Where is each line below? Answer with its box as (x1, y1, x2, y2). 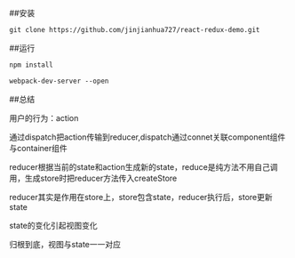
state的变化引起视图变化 (9, 220, 98, 230)
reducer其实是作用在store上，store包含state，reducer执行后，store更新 (9, 191, 273, 202)
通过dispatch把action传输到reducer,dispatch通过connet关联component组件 (9, 132, 286, 142)
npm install (9, 60, 53, 69)
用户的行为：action (9, 112, 79, 123)
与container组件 (9, 142, 68, 153)
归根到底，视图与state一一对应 (9, 238, 122, 249)
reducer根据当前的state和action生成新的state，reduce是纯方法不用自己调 (9, 161, 278, 172)
